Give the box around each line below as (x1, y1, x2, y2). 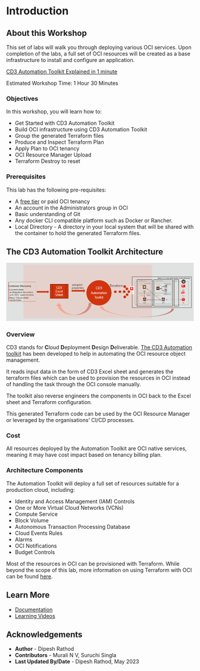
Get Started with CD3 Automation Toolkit (14, 119, 115, 127)
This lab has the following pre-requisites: (6, 186, 107, 193)
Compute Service (14, 510, 58, 518)
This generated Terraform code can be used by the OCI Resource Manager (6, 410, 190, 417)
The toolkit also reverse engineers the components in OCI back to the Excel (6, 392, 192, 399)
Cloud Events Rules (14, 530, 63, 537)
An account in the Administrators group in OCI (14, 204, 128, 211)
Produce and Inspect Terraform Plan (14, 138, 104, 146)
